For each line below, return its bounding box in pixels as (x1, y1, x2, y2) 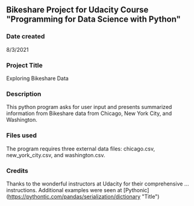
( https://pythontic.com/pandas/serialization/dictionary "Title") (6, 193, 160, 200)
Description (6, 90, 42, 98)
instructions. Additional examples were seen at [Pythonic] (6, 186, 149, 193)
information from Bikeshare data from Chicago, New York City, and (6, 110, 172, 117)
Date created (6, 33, 45, 41)
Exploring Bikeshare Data (6, 75, 69, 82)
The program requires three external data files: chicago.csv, (6, 145, 155, 152)
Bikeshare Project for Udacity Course (6, 5, 149, 15)
